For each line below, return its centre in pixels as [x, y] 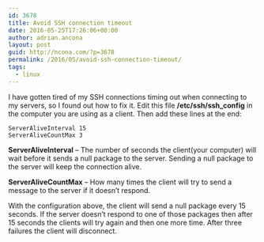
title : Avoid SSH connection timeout [70, 23]
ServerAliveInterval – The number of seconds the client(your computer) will [132, 149]
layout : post [30, 45]
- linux [28, 74]
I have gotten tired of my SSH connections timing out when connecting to [128, 96]
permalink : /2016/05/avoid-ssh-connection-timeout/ [95, 60]
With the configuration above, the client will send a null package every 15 [127, 206]
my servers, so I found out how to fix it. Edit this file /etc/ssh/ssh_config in [130, 105]
